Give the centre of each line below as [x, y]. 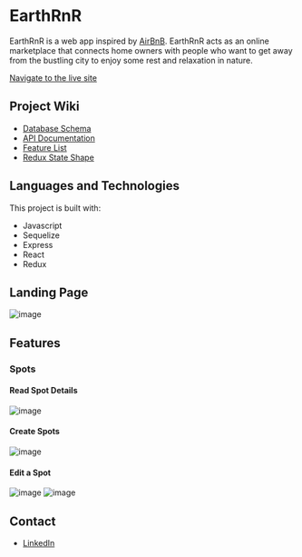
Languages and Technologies [94, 186]
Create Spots [35, 432]
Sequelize [41, 235]
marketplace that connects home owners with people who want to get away [151, 50]
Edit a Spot [30, 472]
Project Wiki [44, 107]
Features [35, 343]
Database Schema [57, 128]
